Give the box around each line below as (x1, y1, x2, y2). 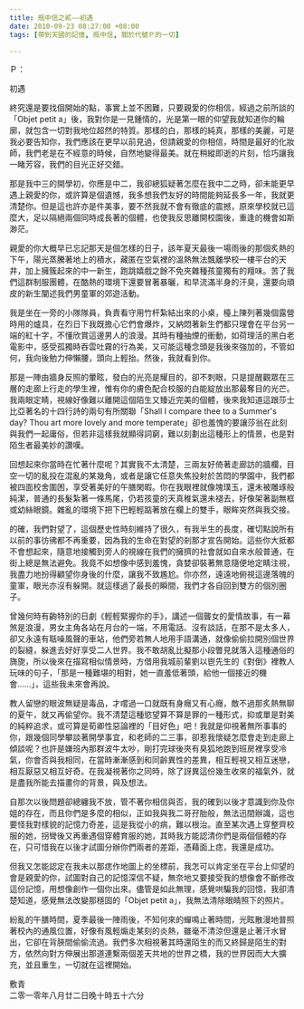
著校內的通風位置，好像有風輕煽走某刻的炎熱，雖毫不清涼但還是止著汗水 (9, 926, 279, 937)
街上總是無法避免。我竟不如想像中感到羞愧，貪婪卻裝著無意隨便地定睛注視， (9, 558, 295, 569)
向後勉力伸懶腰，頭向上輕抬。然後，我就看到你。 (33, 352, 215, 363)
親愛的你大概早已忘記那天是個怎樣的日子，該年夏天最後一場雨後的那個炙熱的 (9, 243, 295, 254)
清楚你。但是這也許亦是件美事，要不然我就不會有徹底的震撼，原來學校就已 (9, 201, 287, 212)
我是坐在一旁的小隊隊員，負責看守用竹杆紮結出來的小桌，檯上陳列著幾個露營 (9, 307, 295, 318)
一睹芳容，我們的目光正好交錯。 (9, 159, 128, 170)
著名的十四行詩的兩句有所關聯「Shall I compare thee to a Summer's (24, 406, 278, 417)
